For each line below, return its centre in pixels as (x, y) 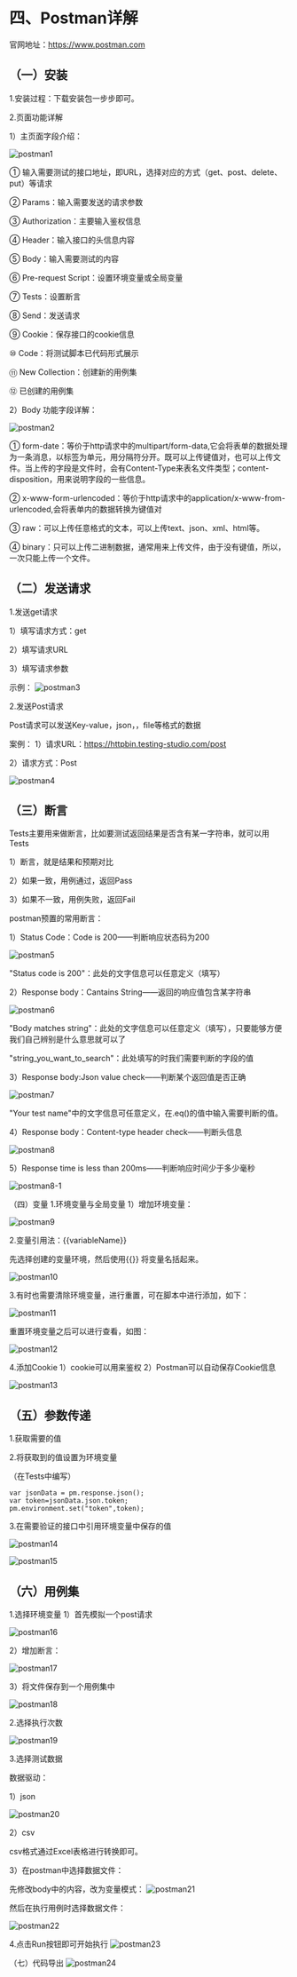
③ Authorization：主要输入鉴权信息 (75, 221)
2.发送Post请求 (36, 706)
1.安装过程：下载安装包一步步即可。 (74, 98)
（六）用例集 (44, 1591)
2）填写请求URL (39, 649)
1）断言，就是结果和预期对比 (61, 861)
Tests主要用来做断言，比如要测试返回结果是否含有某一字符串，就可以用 (140, 834)
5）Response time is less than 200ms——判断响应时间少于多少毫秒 (132, 1168)
